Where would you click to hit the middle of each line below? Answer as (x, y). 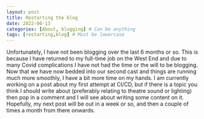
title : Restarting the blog (42, 18)
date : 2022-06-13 (28, 23)
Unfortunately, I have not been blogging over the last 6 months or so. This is (102, 52)
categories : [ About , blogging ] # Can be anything (71, 29)
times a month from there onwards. (51, 110)
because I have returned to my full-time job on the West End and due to (96, 59)
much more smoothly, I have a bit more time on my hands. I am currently (97, 78)
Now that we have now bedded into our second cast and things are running (101, 71)
